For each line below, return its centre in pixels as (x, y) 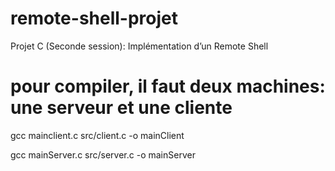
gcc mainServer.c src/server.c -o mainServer (103, 154)
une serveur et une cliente (121, 108)
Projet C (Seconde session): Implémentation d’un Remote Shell (139, 46)
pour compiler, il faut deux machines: (168, 86)
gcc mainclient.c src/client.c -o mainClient (97, 135)
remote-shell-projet (94, 18)
